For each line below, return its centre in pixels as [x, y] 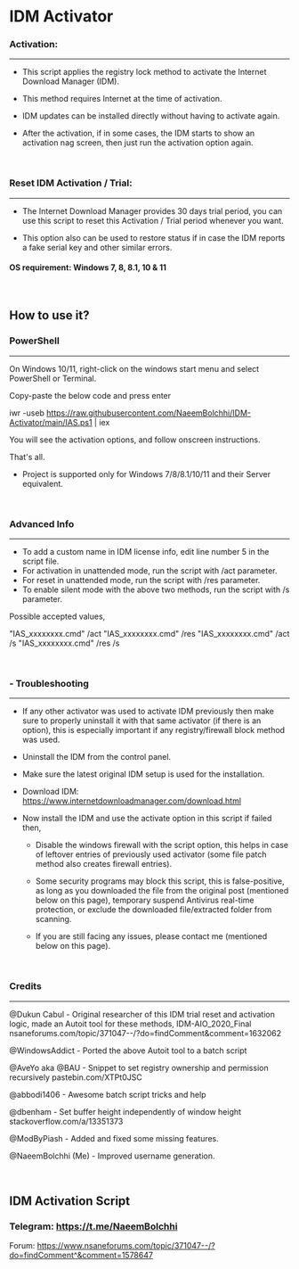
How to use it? [49, 315]
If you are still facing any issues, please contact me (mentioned [151, 936]
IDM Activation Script [70, 1201]
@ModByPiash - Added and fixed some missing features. [114, 1138]
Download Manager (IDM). [71, 81]
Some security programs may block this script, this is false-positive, [160, 881]
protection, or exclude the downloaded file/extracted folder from [154, 910]
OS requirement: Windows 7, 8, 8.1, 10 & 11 [88, 268]
